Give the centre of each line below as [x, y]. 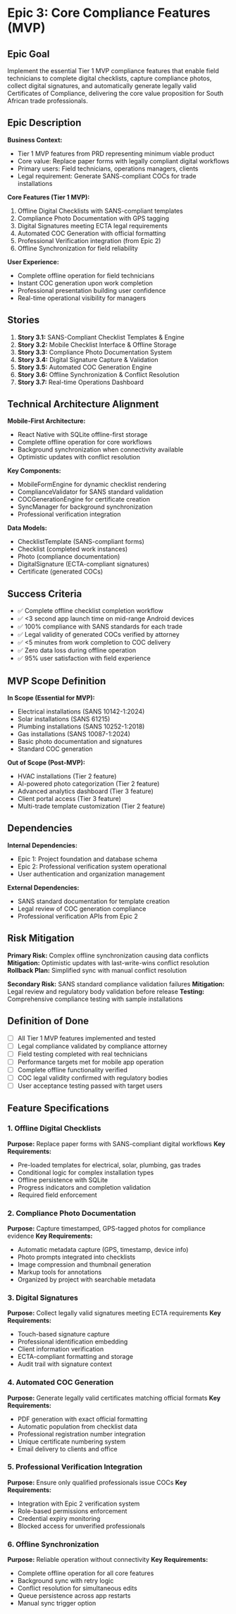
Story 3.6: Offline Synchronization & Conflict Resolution [98, 374]
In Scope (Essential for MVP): [51, 698]
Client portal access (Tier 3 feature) [69, 799]
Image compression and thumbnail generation [84, 1264]
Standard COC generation [55, 749]
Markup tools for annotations [60, 1272]
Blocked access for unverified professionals [81, 1526]
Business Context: [35, 139]
